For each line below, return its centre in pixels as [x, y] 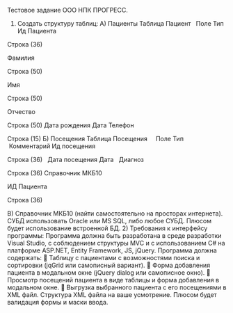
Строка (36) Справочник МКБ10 [55, 173]
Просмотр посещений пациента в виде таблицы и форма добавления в [113, 280]
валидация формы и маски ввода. [58, 302]
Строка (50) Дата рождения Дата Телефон [71, 125]
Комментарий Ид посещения [52, 146]
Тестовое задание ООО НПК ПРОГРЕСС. [68, 10]
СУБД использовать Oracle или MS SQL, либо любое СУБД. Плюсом [110, 221]
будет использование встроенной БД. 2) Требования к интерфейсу [107, 228]
